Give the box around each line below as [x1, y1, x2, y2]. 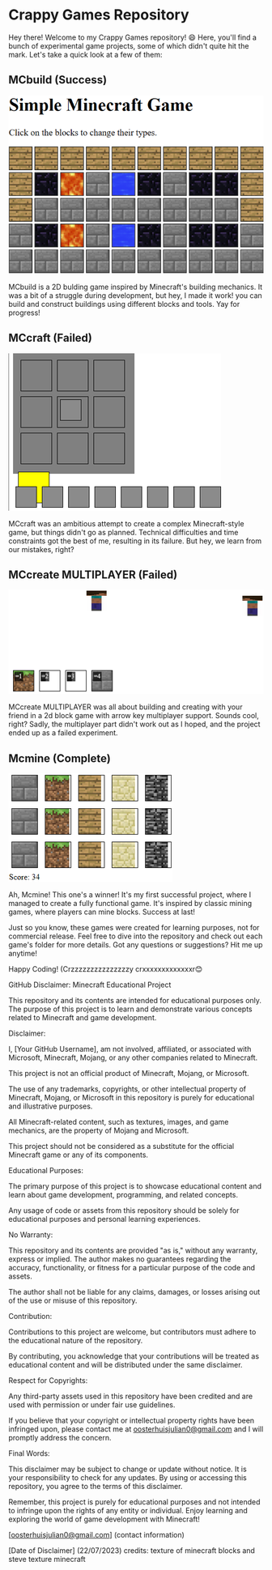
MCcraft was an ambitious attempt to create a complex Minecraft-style [8, 518, 244, 528]
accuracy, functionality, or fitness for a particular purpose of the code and [8, 1263, 256, 1273]
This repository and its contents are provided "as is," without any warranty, [8, 1245, 258, 1256]
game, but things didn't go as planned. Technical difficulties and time [8, 527, 239, 537]
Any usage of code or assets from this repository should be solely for [8, 1206, 240, 1215]
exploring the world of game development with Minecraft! [8, 1514, 201, 1524]
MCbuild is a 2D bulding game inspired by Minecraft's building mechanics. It [8, 282, 263, 291]
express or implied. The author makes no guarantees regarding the [8, 1254, 232, 1264]
